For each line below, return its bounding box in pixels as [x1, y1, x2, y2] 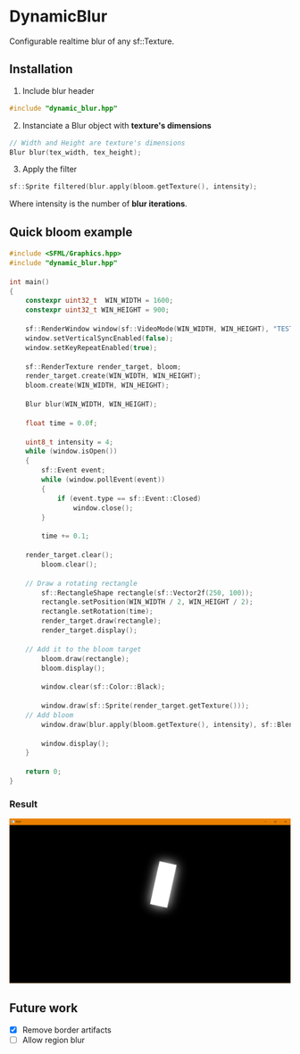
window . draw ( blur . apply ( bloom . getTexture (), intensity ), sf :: [41, 720, 278, 729]
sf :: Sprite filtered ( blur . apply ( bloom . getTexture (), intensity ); [9, 182, 257, 191]
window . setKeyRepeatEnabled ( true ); [25, 343, 158, 352]
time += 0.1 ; [41, 531, 90, 541]
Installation [9, 62, 73, 77]
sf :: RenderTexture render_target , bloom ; [25, 362, 181, 372]
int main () [9, 277, 50, 287]
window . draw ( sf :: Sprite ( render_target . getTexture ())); [41, 701, 250, 711]
